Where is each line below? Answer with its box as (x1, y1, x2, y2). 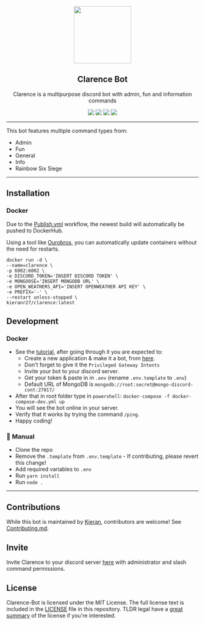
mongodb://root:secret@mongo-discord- (95, 382, 193, 388)
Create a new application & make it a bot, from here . (24, 355, 156, 362)
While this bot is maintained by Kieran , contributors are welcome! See (6, 518, 182, 526)
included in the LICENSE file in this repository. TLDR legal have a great (6, 605, 183, 612)
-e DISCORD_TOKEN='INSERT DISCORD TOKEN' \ (6, 273, 119, 279)
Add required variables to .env (15, 466, 92, 473)
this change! (15, 459, 47, 466)
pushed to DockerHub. (6, 227, 63, 234)
